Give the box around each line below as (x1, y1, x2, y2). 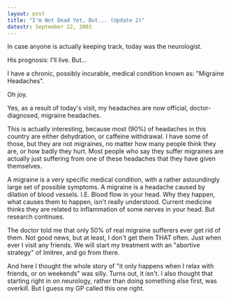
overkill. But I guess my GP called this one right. (7, 284, 144, 293)
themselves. (7, 162, 43, 170)
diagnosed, (7, 111, 40, 119)
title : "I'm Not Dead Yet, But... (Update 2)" (7, 17, 145, 24)
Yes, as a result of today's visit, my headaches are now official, (7, 104, 188, 112)
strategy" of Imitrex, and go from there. (7, 249, 120, 257)
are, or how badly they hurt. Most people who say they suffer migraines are (7, 147, 224, 156)
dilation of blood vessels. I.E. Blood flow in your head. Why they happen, (7, 190, 216, 199)
